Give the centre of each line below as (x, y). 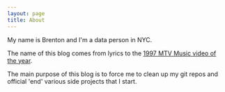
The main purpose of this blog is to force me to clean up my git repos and (113, 74)
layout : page (26, 13)
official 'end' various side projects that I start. (72, 81)
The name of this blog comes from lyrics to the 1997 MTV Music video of (112, 53)
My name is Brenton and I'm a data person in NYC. (80, 39)
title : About (26, 20)
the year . (20, 60)
